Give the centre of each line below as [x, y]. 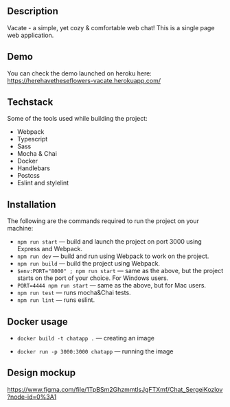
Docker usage [37, 322]
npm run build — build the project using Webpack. [88, 264]
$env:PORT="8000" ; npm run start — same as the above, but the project [120, 271]
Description [33, 11]
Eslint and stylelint [43, 183]
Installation [32, 204]
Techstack [30, 102]
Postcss [28, 176]
